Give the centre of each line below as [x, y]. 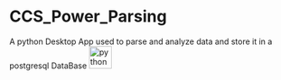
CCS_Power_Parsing [88, 17]
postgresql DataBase [48, 66]
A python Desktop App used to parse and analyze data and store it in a [141, 41]
